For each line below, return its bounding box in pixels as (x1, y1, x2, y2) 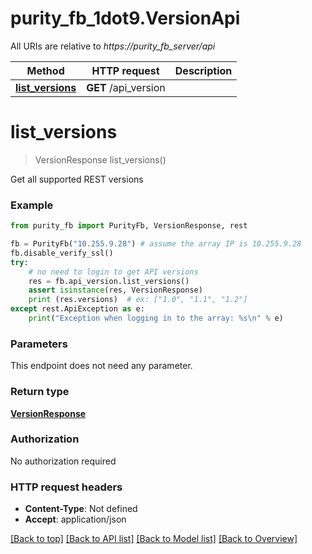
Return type (10, 385, 70, 399)
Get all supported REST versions (10, 173, 144, 185)
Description (174, 63, 233, 77)
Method (26, 63, 65, 77)
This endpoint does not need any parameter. (10, 360, 193, 372)
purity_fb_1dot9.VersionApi (10, 7, 241, 30)
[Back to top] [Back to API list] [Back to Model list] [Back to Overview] (10, 533, 298, 545)
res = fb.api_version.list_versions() (28, 276, 190, 286)
